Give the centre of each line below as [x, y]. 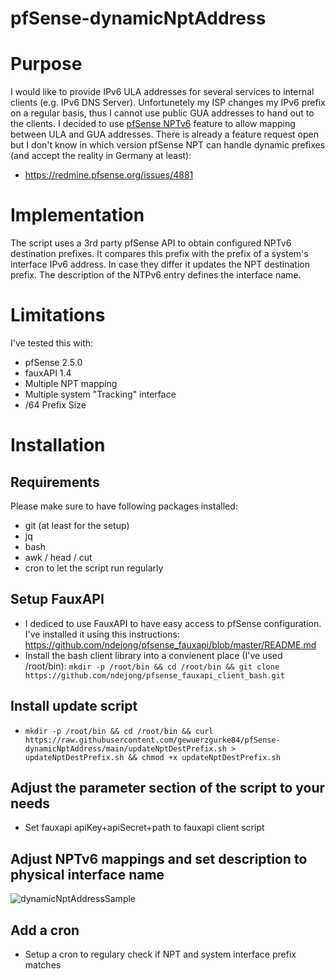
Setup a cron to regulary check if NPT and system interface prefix [160, 954]
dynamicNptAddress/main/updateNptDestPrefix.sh [125, 748]
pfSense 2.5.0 [53, 362]
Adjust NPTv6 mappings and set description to [159, 858]
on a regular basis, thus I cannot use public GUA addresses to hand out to [162, 113]
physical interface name [87, 874]
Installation [58, 445]
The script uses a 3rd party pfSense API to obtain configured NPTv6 [151, 243]
